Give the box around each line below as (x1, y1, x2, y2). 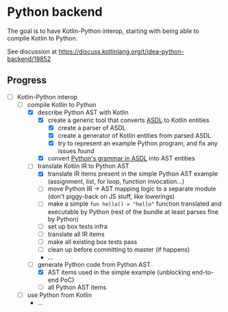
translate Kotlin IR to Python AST (37, 162, 129, 170)
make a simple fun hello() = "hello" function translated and (47, 200, 222, 208)
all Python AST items (47, 283, 107, 291)
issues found (58, 147, 94, 155)
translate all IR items (47, 230, 105, 238)
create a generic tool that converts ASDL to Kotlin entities (47, 116, 210, 124)
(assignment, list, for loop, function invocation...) (47, 178, 185, 186)
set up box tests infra (47, 222, 108, 230)
